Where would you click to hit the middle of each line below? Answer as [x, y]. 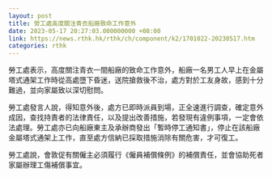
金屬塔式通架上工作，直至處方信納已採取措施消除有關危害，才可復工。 [125, 137]
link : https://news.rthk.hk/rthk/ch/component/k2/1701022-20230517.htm [132, 38]
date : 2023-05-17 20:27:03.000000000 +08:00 [85, 31]
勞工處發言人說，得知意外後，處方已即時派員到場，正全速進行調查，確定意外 [136, 107]
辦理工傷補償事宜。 [54, 165]
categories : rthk [38, 46]
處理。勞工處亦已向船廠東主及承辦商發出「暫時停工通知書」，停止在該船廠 [138, 128]
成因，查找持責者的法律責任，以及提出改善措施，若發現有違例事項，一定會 [132, 117]
